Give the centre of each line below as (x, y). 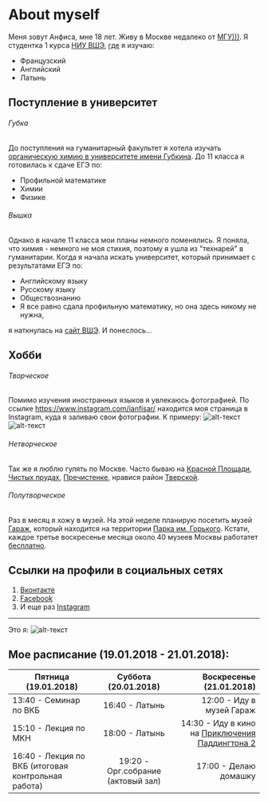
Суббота (134, 677)
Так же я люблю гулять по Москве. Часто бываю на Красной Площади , (130, 469)
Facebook (36, 598)
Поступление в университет (83, 102)
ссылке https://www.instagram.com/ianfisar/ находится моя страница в (128, 409)
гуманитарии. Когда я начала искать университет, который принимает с (132, 257)
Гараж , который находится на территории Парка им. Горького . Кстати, (129, 529)
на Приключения (223, 733)
